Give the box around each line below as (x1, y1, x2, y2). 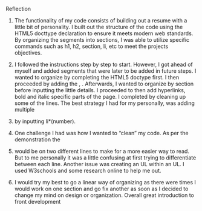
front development (14, 198, 61, 205)
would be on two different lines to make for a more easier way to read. (14, 148, 190, 155)
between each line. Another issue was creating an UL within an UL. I (14, 161, 185, 167)
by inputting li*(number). (14, 118, 76, 125)
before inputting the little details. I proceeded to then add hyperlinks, (14, 87, 186, 93)
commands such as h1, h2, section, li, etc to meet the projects (14, 42, 169, 50)
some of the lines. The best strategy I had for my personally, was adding (14, 99, 195, 107)
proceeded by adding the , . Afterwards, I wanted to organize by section (14, 80, 194, 87)
